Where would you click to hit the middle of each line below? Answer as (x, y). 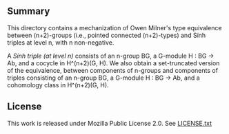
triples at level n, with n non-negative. (61, 42)
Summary (29, 11)
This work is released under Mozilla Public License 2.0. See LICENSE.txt (110, 123)
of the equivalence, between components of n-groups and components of (113, 70)
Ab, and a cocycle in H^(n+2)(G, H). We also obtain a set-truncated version (113, 63)
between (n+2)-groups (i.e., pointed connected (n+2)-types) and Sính (107, 35)
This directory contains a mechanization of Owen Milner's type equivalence (114, 27)
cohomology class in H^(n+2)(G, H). (58, 85)
